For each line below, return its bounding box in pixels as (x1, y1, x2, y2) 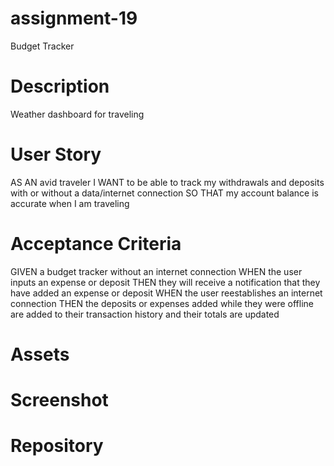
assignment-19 (10, 7, 138, 30)
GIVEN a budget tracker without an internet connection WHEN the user (10, 265, 303, 277)
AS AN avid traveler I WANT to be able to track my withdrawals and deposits (10, 176, 325, 188)
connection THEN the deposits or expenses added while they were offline (10, 297, 314, 309)
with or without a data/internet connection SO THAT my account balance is (10, 187, 319, 199)
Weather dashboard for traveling (10, 108, 145, 120)
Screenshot (10, 389, 109, 412)
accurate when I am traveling (10, 197, 130, 209)
